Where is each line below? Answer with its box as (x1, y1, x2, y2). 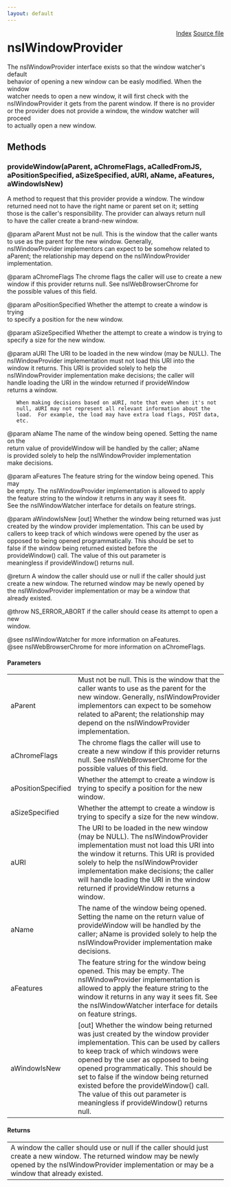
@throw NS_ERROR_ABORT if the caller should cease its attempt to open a (7, 607, 219, 616)
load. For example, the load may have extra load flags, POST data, (16, 412, 220, 418)
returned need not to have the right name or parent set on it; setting (7, 202, 199, 210)
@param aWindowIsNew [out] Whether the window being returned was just (7, 515, 221, 523)
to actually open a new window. (7, 121, 97, 130)
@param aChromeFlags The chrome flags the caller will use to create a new (7, 273, 222, 281)
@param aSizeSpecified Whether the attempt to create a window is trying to (7, 329, 223, 337)
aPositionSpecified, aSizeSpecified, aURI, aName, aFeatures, (7, 170, 215, 180)
